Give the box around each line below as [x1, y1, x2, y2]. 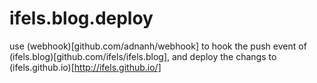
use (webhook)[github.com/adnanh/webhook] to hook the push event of [9, 40, 307, 52]
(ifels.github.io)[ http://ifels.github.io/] [9, 61, 162, 73]
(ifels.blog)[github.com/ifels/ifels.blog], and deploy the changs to [9, 50, 277, 62]
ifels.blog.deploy [9, 7, 154, 30]
